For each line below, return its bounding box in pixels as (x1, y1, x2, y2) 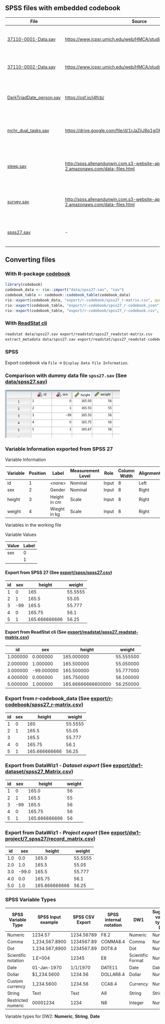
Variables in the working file (5, 522, 61, 528)
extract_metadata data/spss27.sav (5, 337, 76, 342)
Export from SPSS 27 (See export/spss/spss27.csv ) (5, 569, 112, 575)
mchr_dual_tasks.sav (7, 127, 50, 133)
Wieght (50, 506, 65, 512)
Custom (7, 978, 23, 984)
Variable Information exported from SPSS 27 (5, 446, 113, 453)
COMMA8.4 (101, 939, 125, 945)
